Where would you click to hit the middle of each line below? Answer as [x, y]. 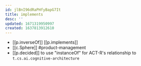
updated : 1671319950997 [30, 24]
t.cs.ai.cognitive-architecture [46, 59]
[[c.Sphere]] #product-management [49, 48]
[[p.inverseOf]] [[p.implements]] [45, 42]
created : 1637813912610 [30, 28]
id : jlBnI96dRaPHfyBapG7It [33, 10]
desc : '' [14, 19]
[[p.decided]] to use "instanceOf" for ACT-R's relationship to [74, 53]
